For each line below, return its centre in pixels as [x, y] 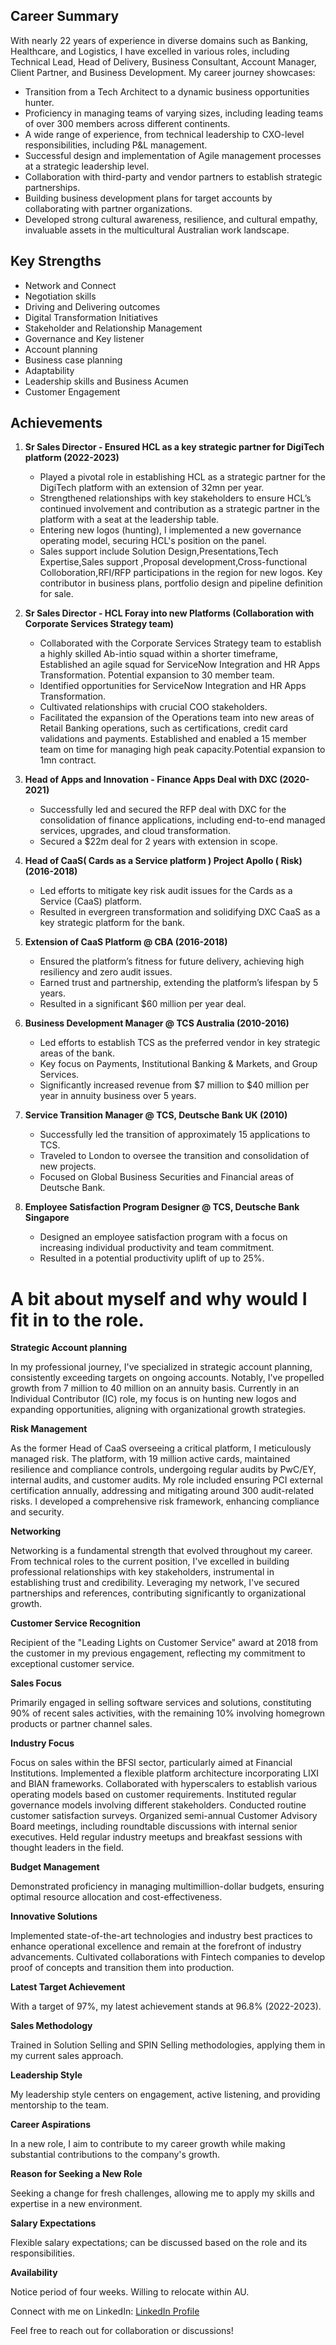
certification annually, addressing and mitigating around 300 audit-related [162, 1491]
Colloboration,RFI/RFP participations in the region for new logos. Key [181, 573]
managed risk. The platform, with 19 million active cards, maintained [150, 1459]
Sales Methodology [51, 2026]
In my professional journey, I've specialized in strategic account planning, [161, 1367]
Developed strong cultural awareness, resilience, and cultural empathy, [171, 219]
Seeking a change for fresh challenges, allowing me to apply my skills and [162, 2193]
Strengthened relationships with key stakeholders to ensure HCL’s [175, 498]
